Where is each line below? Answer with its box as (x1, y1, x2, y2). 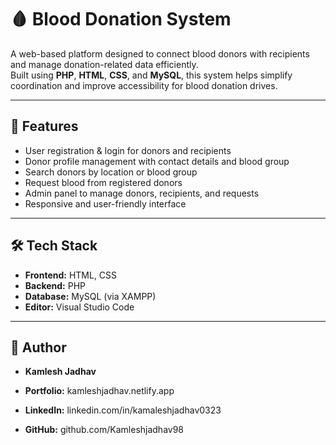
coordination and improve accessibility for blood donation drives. (10, 79, 278, 91)
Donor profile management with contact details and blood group (24, 155, 290, 167)
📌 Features (10, 118, 79, 135)
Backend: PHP (24, 279, 87, 291)
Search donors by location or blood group (24, 166, 198, 178)
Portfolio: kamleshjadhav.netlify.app (24, 385, 175, 397)
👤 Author (10, 339, 67, 356)
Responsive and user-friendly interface (24, 197, 187, 210)
